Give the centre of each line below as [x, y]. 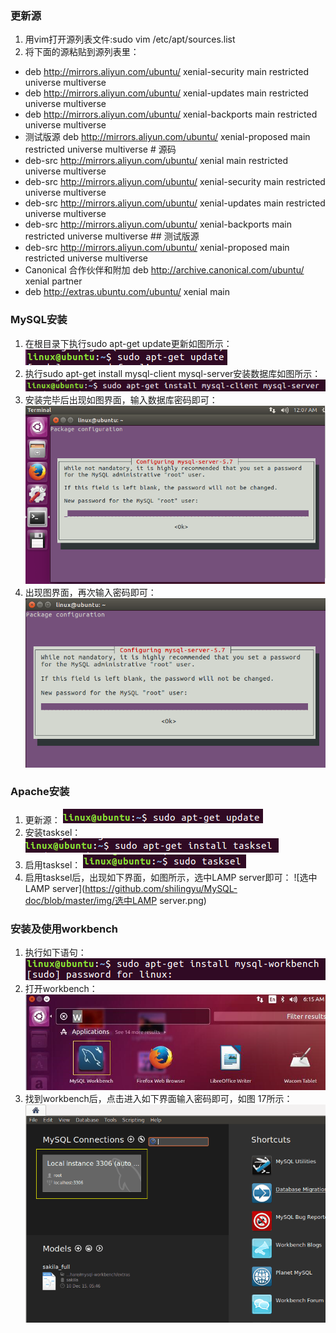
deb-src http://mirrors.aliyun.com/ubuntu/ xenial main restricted [156, 161]
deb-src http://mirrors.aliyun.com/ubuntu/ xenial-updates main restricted [175, 203]
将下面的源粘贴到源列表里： [82, 52]
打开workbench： [61, 989]
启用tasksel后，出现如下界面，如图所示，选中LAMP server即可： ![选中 [171, 877]
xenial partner [53, 281]
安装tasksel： [53, 832]
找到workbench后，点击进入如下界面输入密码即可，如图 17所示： [158, 1099]
